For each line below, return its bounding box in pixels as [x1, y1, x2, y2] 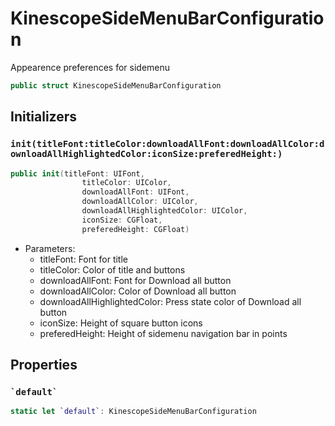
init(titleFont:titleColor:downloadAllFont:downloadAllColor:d [10, 138, 325, 150]
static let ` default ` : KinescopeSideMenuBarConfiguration [10, 407, 257, 417]
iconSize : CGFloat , [81, 215, 163, 225]
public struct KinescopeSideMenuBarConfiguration [10, 80, 222, 91]
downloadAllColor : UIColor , [81, 197, 199, 207]
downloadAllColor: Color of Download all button [39, 285, 237, 297]
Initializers [10, 108, 78, 126]
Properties [10, 357, 78, 374]
